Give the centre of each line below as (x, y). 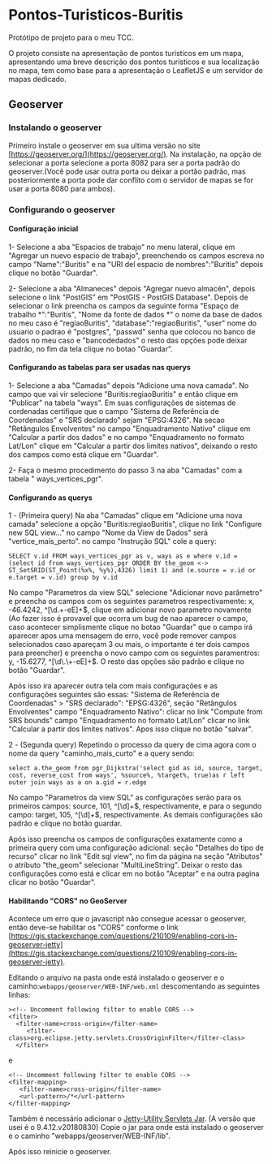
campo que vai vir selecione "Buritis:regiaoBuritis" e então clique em (123, 394)
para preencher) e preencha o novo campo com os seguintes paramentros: (134, 653)
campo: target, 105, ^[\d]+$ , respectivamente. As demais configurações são (136, 815)
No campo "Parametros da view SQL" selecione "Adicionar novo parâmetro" (136, 593)
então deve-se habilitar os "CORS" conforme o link (93, 928)
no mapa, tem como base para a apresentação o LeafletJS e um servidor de (136, 70)
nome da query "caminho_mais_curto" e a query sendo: (101, 753)
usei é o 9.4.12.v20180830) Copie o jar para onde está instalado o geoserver (136, 1127)
